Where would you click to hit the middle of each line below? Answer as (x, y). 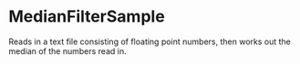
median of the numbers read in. (67, 50)
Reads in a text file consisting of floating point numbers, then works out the (150, 41)
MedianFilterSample (87, 17)
